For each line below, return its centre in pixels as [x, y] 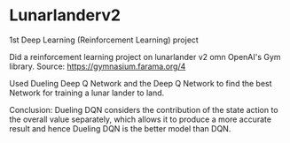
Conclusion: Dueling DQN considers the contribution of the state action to [144, 109]
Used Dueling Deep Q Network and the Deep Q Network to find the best [141, 83]
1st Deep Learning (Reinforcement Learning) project [104, 40]
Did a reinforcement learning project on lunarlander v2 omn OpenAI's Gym [145, 56]
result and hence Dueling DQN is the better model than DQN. [120, 128]
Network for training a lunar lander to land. [87, 93]
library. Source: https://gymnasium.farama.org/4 [98, 66]
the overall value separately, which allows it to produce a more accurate [141, 119]
